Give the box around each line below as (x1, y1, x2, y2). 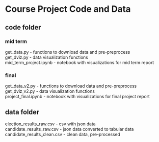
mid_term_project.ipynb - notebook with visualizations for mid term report (5, 59, 154, 65)
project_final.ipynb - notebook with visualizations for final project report (5, 94, 150, 100)
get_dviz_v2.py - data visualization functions (5, 88, 95, 94)
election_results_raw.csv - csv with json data (5, 121, 96, 127)
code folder (5, 23, 41, 32)
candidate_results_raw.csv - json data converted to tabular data (5, 126, 134, 132)
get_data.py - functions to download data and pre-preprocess (5, 49, 130, 55)
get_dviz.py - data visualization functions (5, 54, 88, 60)
